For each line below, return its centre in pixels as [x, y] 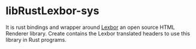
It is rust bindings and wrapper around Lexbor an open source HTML [90, 27]
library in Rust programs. [36, 40]
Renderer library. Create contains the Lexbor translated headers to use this [98, 33]
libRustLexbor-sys [52, 11]
